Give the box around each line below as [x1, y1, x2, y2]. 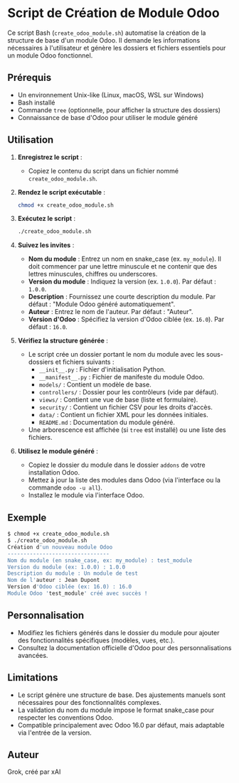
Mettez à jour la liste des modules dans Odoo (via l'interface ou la [28, 476, 221, 485]
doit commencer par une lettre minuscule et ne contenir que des [28, 262, 218, 271]
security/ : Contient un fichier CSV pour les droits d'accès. [38, 403, 213, 411]
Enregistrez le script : [17, 153, 83, 161]
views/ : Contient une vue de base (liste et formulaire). [38, 396, 198, 404]
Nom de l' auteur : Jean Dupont [7, 577, 100, 584]
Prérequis [7, 72, 52, 84]
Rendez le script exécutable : [17, 188, 105, 196]
